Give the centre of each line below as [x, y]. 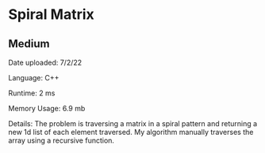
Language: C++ [34, 78]
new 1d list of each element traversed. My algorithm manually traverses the [131, 132]
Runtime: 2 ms [32, 93]
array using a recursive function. [61, 140]
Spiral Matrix [52, 15]
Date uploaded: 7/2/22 [45, 62]
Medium [29, 44]
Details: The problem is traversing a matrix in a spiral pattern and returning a [133, 123]
